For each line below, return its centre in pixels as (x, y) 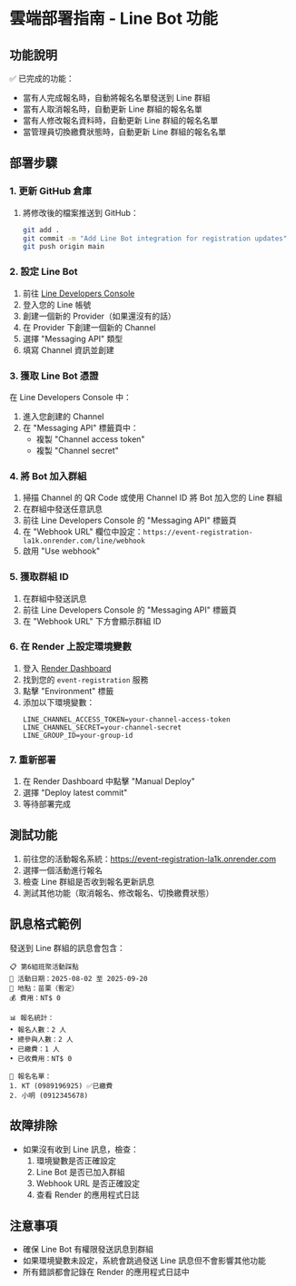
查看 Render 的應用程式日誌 (88, 1194)
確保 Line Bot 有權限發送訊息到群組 (88, 1250)
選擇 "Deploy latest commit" (75, 793)
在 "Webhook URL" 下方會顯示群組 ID (92, 621)
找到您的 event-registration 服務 (85, 679)
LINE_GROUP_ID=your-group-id (78, 735)
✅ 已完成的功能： (42, 79)
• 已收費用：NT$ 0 (41, 1058)
